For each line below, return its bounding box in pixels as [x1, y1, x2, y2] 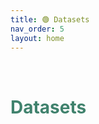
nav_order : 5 [10, 24, 65, 34]
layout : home [10, 33, 65, 43]
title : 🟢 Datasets [10, 14, 90, 25]
